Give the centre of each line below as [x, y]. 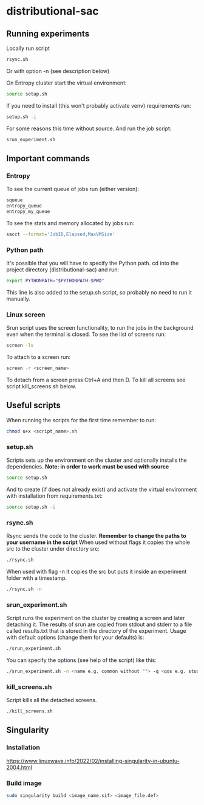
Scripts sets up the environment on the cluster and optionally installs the [97, 460]
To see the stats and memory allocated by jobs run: [70, 223]
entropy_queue [24, 206]
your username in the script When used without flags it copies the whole [98, 542]
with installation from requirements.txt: [55, 496]
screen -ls [20, 346]
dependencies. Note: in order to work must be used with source [88, 466]
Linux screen [26, 315]
